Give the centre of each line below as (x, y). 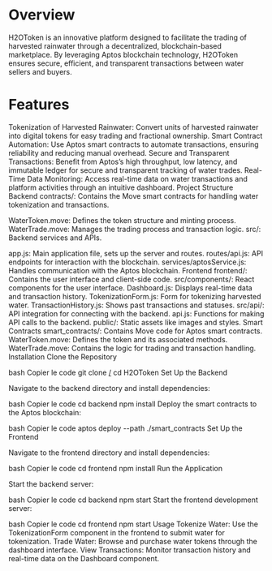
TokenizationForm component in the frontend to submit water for (117, 532)
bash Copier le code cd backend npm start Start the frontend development (133, 500)
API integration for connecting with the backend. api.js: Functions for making (136, 313)
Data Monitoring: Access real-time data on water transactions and (137, 178)
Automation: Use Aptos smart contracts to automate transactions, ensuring (134, 144)
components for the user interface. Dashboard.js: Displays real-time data (131, 288)
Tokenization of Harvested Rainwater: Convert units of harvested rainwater (134, 127)
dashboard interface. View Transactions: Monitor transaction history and (130, 550)
